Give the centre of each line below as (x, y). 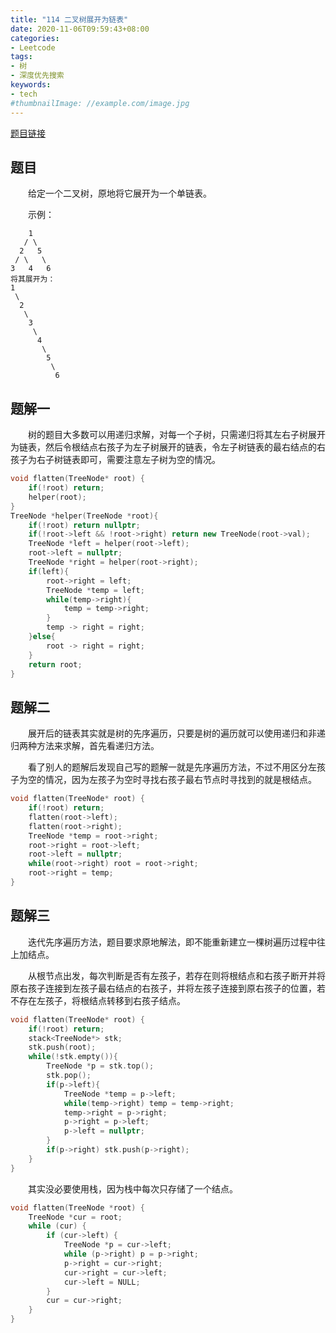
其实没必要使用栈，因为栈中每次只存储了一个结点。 (132, 1188)
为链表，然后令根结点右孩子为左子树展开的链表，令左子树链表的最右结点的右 (168, 447)
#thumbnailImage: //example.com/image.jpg (100, 103)
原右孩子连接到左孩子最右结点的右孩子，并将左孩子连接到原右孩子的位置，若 (168, 988)
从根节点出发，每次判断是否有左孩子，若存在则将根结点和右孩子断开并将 (176, 975)
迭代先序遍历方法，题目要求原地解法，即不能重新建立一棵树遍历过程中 (172, 942)
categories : (35, 38)
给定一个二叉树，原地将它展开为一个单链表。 (119, 193)
